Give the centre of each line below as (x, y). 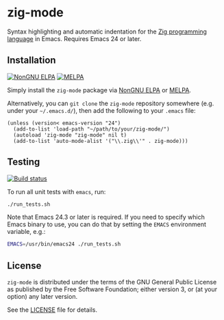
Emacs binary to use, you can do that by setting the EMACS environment (107, 224)
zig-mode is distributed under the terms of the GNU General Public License (112, 282)
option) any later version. (42, 297)
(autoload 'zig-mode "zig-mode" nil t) (70, 135)
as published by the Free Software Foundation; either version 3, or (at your (112, 289)
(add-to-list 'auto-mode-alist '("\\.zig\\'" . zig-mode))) (101, 141)
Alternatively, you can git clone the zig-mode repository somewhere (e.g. (111, 103)
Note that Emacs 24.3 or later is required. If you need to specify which (106, 217)
